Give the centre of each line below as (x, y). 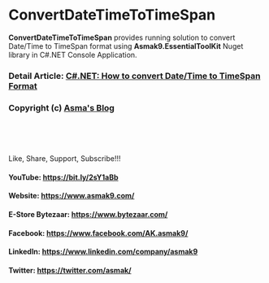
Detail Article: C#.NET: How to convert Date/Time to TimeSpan (134, 76)
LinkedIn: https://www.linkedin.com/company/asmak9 (103, 252)
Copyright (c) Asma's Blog (62, 107)
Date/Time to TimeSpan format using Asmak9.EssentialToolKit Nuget (126, 46)
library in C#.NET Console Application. (73, 54)
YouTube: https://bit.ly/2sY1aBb (64, 177)
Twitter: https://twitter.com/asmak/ (70, 270)
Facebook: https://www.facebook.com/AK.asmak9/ (98, 233)
